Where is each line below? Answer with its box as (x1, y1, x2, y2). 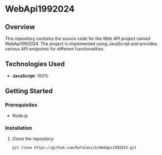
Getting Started (5, 87, 53, 95)
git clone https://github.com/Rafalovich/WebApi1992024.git (12, 145, 137, 150)
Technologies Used (5, 60, 65, 69)
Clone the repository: (12, 136, 55, 141)
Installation (5, 125, 33, 132)
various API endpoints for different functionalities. (5, 46, 105, 52)
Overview (5, 23, 36, 31)
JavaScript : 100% (12, 73, 49, 79)
